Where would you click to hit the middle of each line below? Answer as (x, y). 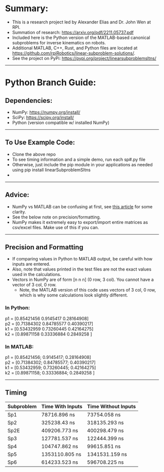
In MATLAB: (20, 347)
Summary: (27, 9)
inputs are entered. (31, 264)
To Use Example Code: (40, 143)
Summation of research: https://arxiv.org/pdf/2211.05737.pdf (73, 32)
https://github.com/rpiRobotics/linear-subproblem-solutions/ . (74, 53)
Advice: (17, 195)
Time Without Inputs (112, 406)
